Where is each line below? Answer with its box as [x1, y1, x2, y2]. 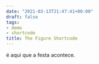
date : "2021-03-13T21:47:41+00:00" [6, 8, 94, 15]
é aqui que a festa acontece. [6, 52, 75, 58]
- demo [6, 24, 22, 31]
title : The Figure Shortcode [6, 35, 78, 41]
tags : [6, 19, 19, 25]
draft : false [6, 14, 38, 20]
